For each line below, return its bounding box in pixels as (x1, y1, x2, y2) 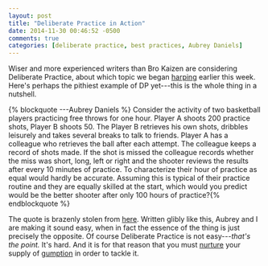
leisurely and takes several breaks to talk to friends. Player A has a (8, 130, 229, 141)
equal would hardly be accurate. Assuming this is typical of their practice (8, 174, 250, 183)
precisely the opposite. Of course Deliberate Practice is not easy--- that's (8, 231, 251, 241)
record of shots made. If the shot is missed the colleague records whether (8, 148, 254, 158)
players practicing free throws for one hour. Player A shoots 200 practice (8, 113, 251, 123)
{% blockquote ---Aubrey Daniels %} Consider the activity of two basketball (8, 105, 261, 115)
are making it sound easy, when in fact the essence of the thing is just (8, 223, 240, 233)
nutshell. (8, 89, 37, 99)
